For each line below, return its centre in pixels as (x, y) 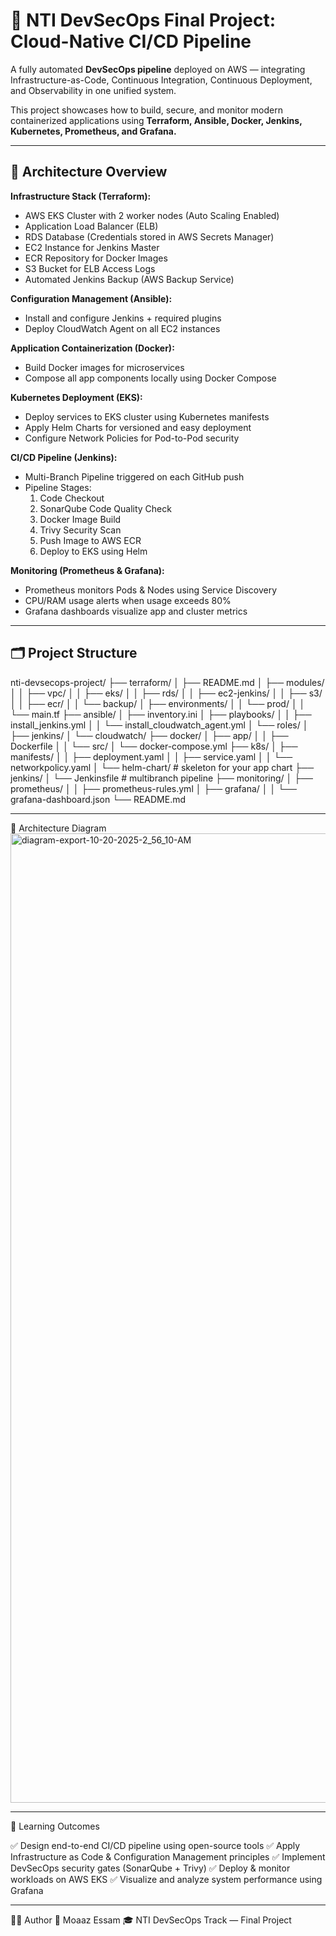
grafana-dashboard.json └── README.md (98, 799)
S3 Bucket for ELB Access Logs (90, 268)
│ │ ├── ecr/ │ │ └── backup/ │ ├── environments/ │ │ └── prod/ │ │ (158, 703)
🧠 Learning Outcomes (55, 1826)
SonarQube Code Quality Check (105, 508)
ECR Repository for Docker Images (96, 258)
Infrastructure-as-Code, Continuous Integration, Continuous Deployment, (161, 80)
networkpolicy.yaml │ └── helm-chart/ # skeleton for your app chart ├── (162, 767)
